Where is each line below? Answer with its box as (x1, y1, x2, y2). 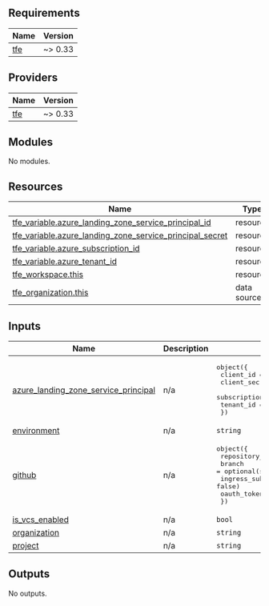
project (12, 540, 39, 552)
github (12, 470, 37, 481)
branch (219, 460, 244, 468)
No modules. (8, 156, 50, 167)
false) (215, 482, 240, 491)
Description (163, 343, 209, 355)
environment (12, 425, 60, 436)
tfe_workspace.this (12, 269, 84, 280)
